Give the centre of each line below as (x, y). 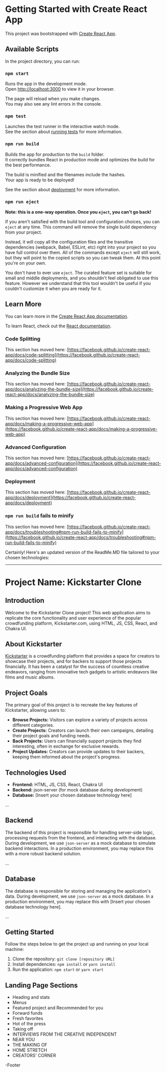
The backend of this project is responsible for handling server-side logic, (80, 832)
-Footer (13, 1065)
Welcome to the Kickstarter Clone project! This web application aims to (78, 612)
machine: (15, 949)
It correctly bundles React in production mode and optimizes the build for (80, 159)
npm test (16, 116)
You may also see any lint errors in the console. (53, 104)
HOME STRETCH (30, 1050)
